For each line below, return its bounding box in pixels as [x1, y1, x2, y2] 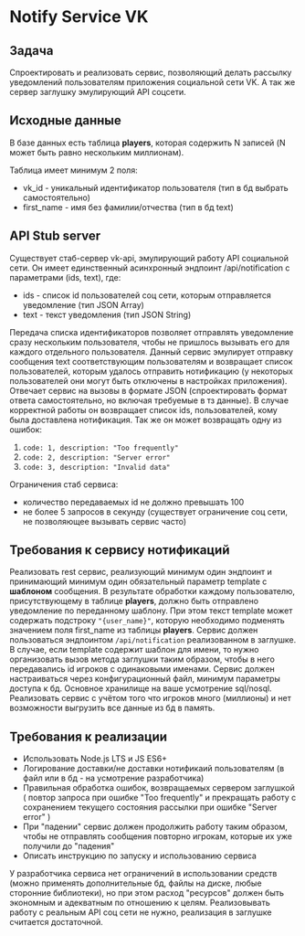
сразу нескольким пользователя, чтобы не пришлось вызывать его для [9, 336, 290, 347]
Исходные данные [9, 112, 121, 129]
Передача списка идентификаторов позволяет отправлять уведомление [9, 326, 294, 337]
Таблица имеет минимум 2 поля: [9, 165, 139, 175]
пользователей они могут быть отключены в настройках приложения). [9, 375, 288, 386]
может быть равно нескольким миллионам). [9, 146, 184, 157]
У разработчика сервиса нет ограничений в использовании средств [9, 868, 278, 879]
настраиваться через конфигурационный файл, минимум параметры [9, 674, 281, 685]
